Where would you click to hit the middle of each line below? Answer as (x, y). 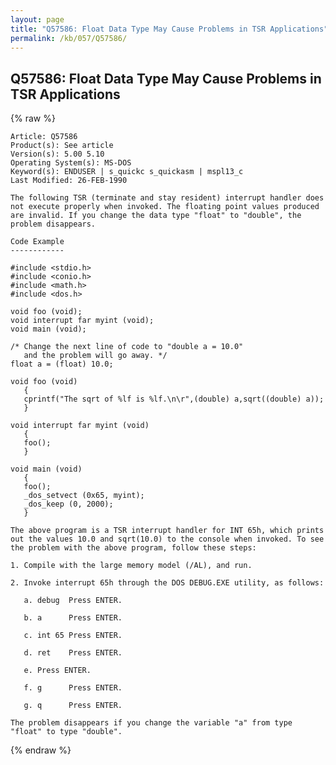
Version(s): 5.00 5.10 (57, 154)
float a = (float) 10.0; (62, 364)
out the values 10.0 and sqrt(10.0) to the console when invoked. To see (167, 539)
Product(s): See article (62, 146)
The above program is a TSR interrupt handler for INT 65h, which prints (167, 531)
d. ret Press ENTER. (73, 653)
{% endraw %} (41, 750)
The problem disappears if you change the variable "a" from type (151, 723)
